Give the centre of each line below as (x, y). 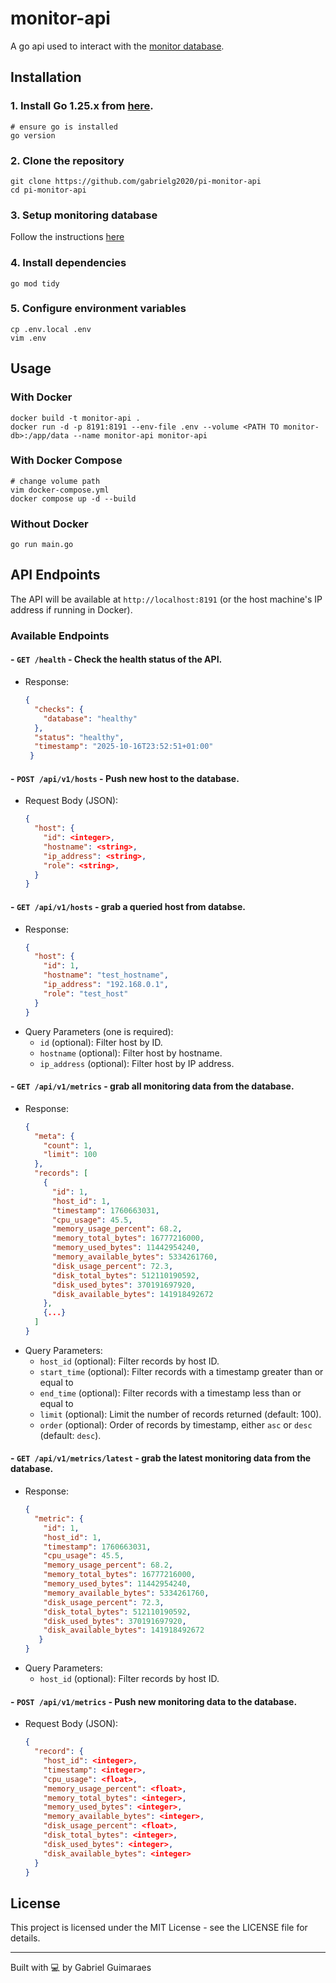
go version (33, 135)
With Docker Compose (66, 460)
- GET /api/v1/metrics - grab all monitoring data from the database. (152, 1086)
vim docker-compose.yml (60, 490)
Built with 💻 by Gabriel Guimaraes (81, 1968)
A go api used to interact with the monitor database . (117, 46)
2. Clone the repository (67, 160)
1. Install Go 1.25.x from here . (82, 106)
